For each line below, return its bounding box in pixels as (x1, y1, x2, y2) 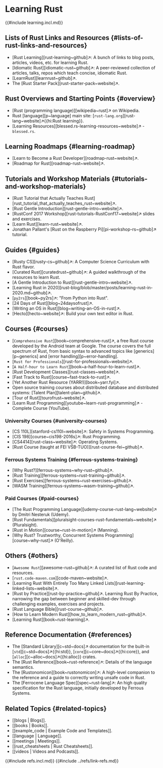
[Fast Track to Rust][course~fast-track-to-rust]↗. (12, 374, 111, 380)
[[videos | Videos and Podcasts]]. (12, 748, 79, 754)
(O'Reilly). (54, 537, 74, 543)
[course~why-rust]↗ (12, 537, 54, 543)
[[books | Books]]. (12, 723, 49, 728)
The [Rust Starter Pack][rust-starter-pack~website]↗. (12, 80, 120, 86)
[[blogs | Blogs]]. (12, 717, 46, 724)
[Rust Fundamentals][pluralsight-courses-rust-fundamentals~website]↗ (12, 516, 157, 522)
